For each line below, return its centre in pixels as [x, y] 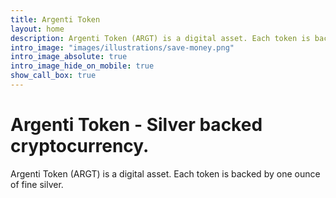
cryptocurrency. [80, 146]
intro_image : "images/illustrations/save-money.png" [122, 47]
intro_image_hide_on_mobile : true [82, 66]
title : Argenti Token [55, 19]
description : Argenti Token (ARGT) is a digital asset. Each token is [160, 38]
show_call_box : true [53, 76]
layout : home [37, 29]
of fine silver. [37, 184]
